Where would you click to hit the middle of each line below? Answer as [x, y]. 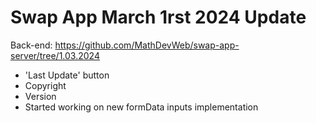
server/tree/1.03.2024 [55, 55]
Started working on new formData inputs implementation [141, 107]
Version [40, 96]
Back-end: [31, 45]
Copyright [45, 85]
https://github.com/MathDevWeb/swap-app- [147, 45]
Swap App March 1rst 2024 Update [158, 17]
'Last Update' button [67, 75]
